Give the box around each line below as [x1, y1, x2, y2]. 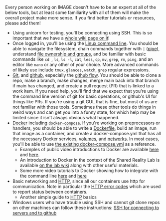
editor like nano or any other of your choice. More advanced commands [12, 62, 159, 67]
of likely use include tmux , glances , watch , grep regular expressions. [12, 67, 150, 73]
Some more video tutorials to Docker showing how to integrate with [19, 168, 159, 174]
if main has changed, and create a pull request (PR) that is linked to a [12, 83, 154, 89]
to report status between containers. [12, 189, 88, 195]
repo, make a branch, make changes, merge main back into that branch [12, 77, 160, 83]
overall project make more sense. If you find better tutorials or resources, [5, 15, 156, 20]
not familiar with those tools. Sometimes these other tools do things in [12, 104, 156, 110]
